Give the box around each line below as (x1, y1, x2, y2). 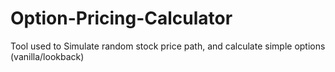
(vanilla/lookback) (10, 50, 85, 62)
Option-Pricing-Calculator (10, 7, 233, 30)
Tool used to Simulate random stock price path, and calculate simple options (10, 40, 326, 52)
